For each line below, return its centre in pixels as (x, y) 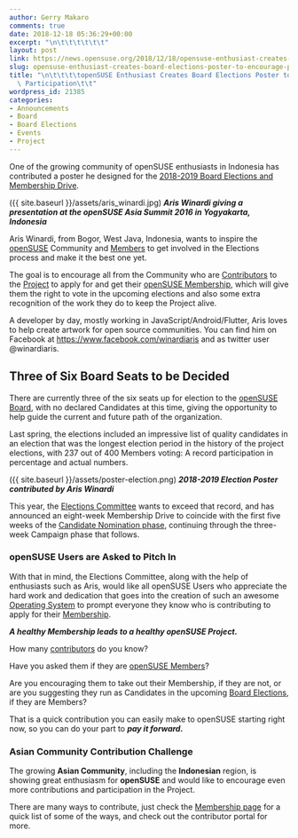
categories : (31, 100)
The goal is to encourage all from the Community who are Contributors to (143, 274)
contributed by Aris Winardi (62, 488)
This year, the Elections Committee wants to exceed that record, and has (142, 506)
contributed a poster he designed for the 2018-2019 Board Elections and (141, 176)
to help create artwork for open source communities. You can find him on (143, 329)
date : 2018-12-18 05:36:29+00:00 (71, 34)
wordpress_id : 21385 (47, 91)
